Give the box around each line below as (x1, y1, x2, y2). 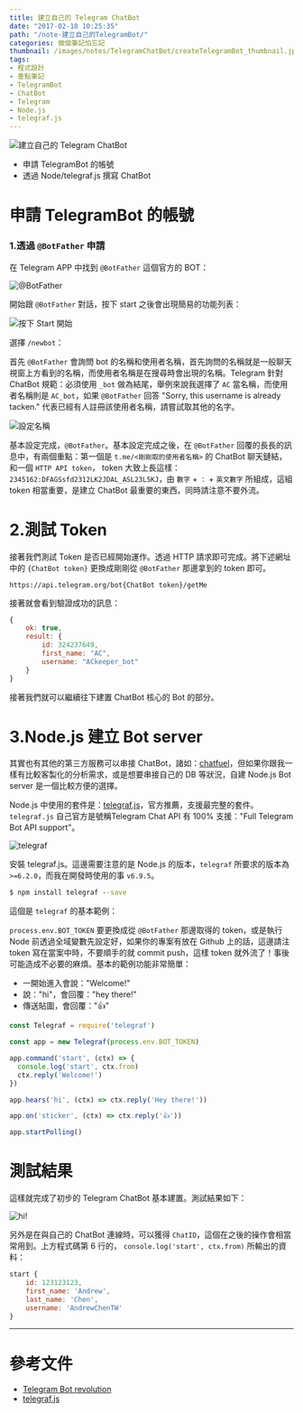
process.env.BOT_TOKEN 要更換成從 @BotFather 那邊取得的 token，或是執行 (9, 925, 283, 936)
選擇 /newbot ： (9, 337, 65, 347)
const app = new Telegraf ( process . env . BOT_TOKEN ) (9, 1038, 200, 1047)
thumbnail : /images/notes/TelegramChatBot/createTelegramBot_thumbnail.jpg (9, 47, 300, 56)
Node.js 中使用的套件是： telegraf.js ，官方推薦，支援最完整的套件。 (9, 799, 259, 810)
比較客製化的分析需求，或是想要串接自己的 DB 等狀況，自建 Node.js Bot (24, 769, 291, 780)
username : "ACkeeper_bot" (41, 657, 140, 666)
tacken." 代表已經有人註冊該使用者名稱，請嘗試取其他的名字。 (9, 401, 240, 411)
